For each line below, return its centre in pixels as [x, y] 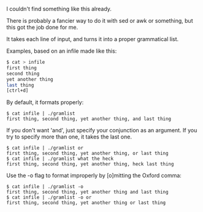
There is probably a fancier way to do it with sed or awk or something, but [100, 21]
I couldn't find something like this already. [59, 9]
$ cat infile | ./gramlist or [45, 148]
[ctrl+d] [17, 91]
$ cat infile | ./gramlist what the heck [60, 159]
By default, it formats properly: [45, 102]
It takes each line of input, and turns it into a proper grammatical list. [93, 39]
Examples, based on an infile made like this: [62, 51]
